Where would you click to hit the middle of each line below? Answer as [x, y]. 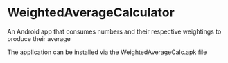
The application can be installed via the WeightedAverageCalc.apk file [107, 52]
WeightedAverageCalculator [91, 13]
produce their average [39, 38]
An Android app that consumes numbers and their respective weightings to [114, 32]
